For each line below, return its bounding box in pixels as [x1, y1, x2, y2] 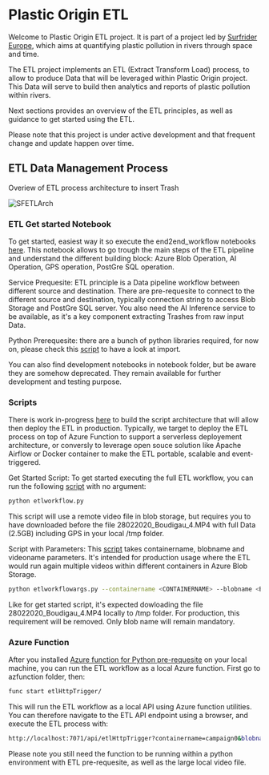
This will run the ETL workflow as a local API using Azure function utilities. [8, 702, 252, 712]
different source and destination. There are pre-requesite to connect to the [8, 286, 255, 296]
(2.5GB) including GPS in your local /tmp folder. [8, 529, 165, 539]
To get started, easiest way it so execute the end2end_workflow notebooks [8, 236, 256, 246]
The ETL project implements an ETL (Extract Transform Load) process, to [8, 64, 250, 74]
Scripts [8, 397, 38, 408]
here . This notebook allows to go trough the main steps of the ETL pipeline [8, 245, 255, 255]
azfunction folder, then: [8, 672, 86, 682]
